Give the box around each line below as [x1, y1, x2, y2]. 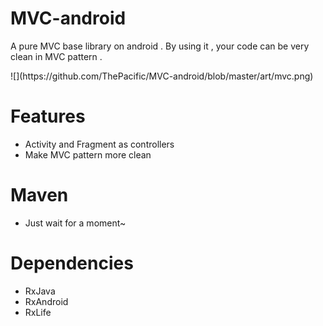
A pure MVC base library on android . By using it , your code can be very [10, 40, 310, 52]
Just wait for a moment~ [24, 217, 127, 229]
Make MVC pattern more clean [24, 148, 152, 161]
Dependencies [10, 252, 134, 274]
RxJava [24, 285, 56, 297]
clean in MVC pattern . [10, 50, 103, 62]
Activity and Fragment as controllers [24, 138, 175, 150]
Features [10, 105, 86, 128]
